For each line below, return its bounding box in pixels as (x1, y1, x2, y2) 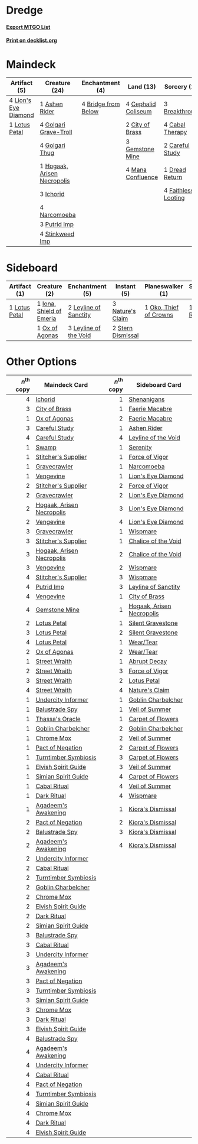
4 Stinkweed (39, 230, 75, 238)
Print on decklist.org (6, 37, 57, 44)
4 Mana (126, 166, 147, 174)
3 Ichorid (39, 190, 65, 198)
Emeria (37, 314, 57, 322)
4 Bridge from (81, 100, 120, 108)
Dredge (6, 4, 43, 17)
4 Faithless (164, 187, 194, 195)
